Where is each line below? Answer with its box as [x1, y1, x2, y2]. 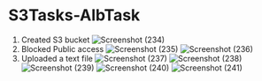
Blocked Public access [20, 43, 104, 54]
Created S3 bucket [20, 34, 90, 45]
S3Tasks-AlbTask [8, 5, 141, 26]
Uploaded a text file [20, 53, 94, 63]
